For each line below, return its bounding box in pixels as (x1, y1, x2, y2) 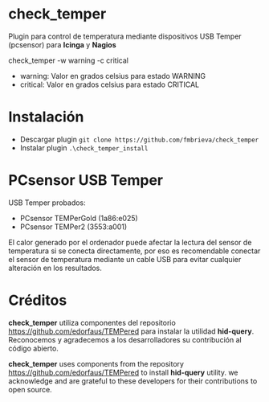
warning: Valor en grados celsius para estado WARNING (19, 71, 206, 80)
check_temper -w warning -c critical (8, 55, 128, 65)
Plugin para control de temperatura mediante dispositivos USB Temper (8, 31, 243, 41)
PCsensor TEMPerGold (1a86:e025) (19, 213, 138, 223)
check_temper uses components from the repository (8, 359, 185, 368)
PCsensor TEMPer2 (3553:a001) (19, 222, 128, 232)
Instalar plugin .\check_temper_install (19, 142, 149, 153)
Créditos (8, 291, 67, 310)
